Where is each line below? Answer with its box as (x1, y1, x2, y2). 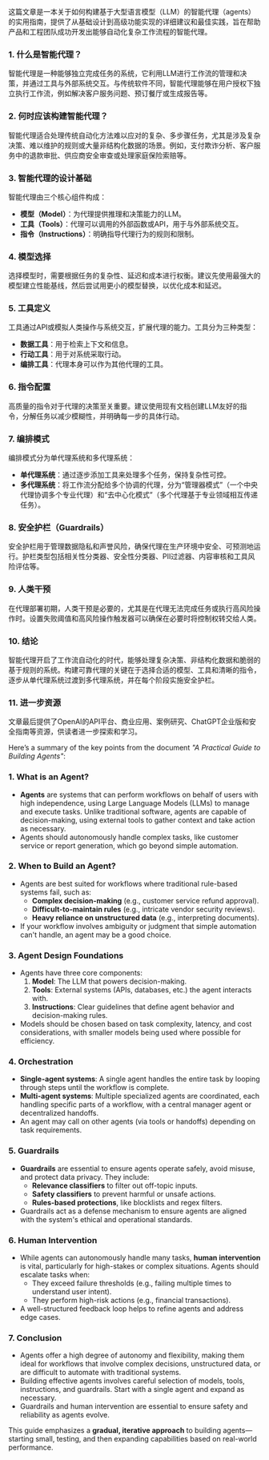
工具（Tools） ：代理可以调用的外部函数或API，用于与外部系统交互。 (19, 219, 243, 228)
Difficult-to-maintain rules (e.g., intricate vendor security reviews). (31, 904, 255, 914)
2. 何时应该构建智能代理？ (8, 111, 109, 122)
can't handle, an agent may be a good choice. (19, 930, 172, 939)
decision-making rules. (31, 1011, 108, 1020)
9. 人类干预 (8, 584, 51, 595)
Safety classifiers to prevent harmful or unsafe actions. (31, 1189, 216, 1199)
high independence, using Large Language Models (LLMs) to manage (19, 798, 250, 807)
